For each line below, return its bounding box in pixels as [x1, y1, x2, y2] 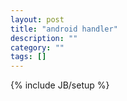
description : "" [10, 33, 78, 43]
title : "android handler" [10, 24, 118, 34]
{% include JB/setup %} [10, 79, 110, 91]
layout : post [10, 14, 65, 25]
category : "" [10, 42, 65, 53]
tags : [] [10, 52, 47, 62]
